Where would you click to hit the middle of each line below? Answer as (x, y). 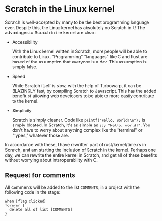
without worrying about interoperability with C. (52, 160)
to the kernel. (25, 101)
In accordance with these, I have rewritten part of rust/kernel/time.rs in (75, 144)
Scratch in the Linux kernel (60, 9)
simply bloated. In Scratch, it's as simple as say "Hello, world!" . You (81, 125)
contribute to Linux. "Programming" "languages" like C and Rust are (80, 56)
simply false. (25, 67)
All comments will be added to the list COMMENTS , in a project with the (73, 187)
